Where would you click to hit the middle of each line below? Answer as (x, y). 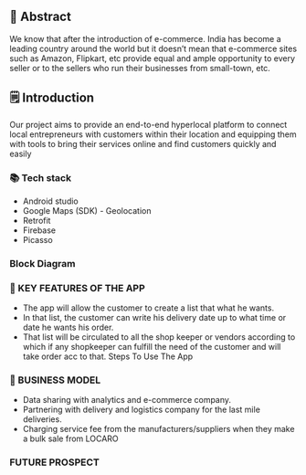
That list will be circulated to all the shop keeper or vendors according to (159, 337)
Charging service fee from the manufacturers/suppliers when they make (158, 429)
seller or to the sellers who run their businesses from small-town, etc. (140, 68)
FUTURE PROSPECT (55, 462)
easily (21, 153)
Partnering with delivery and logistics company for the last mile (141, 410)
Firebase (39, 230)
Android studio (51, 201)
